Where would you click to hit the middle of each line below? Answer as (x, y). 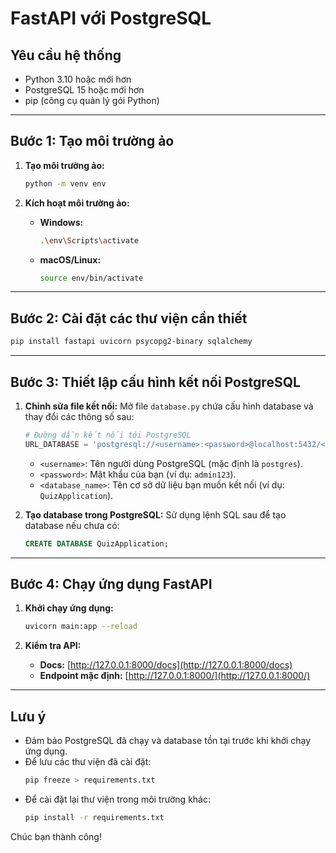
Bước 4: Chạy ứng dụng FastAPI (111, 583)
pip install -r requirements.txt (94, 817)
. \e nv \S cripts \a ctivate (89, 240)
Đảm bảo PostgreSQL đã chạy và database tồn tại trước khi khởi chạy (168, 741)
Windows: (61, 222)
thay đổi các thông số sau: (79, 416)
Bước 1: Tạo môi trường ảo (92, 141)
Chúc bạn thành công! (56, 836)
